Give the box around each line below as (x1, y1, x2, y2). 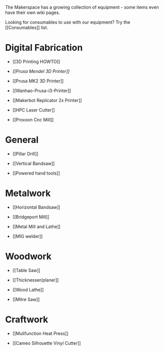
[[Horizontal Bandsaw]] (12, 204, 61, 210)
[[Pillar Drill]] (12, 150, 39, 156)
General (5, 134, 39, 145)
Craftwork (5, 313, 48, 325)
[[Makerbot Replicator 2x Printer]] (12, 97, 82, 103)
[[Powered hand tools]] (12, 170, 60, 176)
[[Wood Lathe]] (12, 286, 44, 292)
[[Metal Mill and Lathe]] (12, 223, 61, 229)
